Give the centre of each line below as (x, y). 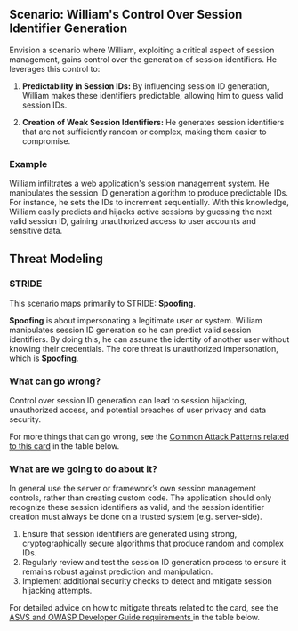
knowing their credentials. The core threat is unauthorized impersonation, (144, 348)
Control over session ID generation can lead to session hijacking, (128, 401)
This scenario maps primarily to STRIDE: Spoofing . (102, 303)
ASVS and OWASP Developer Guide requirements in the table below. (135, 618)
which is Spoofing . (44, 358)
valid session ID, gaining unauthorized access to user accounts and (133, 221)
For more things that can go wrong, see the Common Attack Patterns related (149, 437)
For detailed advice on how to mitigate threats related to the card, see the (144, 608)
